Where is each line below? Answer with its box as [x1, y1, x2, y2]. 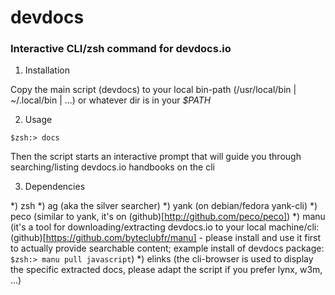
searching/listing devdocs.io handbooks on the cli [10, 161, 215, 173]
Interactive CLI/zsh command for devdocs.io [10, 42, 232, 56]
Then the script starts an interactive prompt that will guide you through [10, 151, 302, 163]
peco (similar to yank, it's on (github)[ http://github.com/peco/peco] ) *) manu [10, 211, 326, 223]
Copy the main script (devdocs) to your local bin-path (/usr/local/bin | [10, 84, 297, 96]
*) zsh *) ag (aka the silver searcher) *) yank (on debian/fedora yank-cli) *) [10, 200, 318, 212]
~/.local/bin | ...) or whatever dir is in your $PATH [10, 94, 212, 106]
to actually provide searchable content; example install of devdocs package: [10, 242, 325, 255]
